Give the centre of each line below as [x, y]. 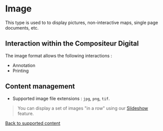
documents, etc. [22, 27]
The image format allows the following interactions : [59, 55]
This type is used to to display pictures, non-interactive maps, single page [82, 22]
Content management [40, 86]
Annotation [24, 65]
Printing [21, 70]
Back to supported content [33, 123]
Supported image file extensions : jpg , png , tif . [61, 98]
